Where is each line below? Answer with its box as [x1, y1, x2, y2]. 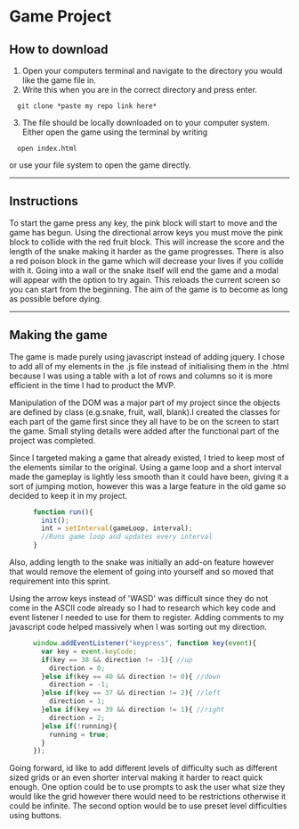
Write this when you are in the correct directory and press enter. [21, 85, 258, 95]
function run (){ [32, 507, 93, 517]
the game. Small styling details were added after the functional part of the [9, 426, 279, 436]
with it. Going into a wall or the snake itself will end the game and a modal [9, 265, 279, 276]
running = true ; [48, 730, 109, 739]
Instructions [9, 194, 78, 209]
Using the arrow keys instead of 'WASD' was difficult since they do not [9, 593, 269, 603]
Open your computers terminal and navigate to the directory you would [21, 65, 283, 76]
